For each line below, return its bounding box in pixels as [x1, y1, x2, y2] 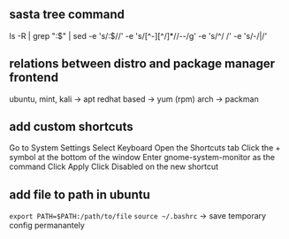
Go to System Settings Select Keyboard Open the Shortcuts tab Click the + [9, 143, 281, 153]
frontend [9, 70, 59, 85]
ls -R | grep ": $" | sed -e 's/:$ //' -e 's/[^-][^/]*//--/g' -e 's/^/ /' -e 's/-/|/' [9, 30, 268, 41]
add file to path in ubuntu [9, 187, 150, 202]
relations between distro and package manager [9, 57, 276, 72]
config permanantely [9, 220, 86, 231]
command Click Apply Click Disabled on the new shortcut [9, 161, 219, 172]
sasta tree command [9, 7, 125, 22]
